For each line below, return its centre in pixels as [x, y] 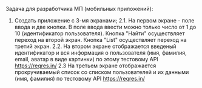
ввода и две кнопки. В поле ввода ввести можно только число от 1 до [105, 27]
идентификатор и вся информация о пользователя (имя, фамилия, [101, 53]
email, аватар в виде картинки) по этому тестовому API [86, 59]
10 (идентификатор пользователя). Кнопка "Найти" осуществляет [99, 33]
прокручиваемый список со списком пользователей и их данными [102, 72]
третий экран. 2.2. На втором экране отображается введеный [95, 46]
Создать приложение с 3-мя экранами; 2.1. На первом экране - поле [104, 20]
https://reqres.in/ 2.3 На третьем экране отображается [85, 66]
